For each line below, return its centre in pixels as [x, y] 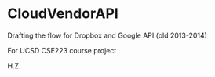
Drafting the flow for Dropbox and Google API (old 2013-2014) [107, 35]
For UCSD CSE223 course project [62, 50]
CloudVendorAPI [63, 14]
